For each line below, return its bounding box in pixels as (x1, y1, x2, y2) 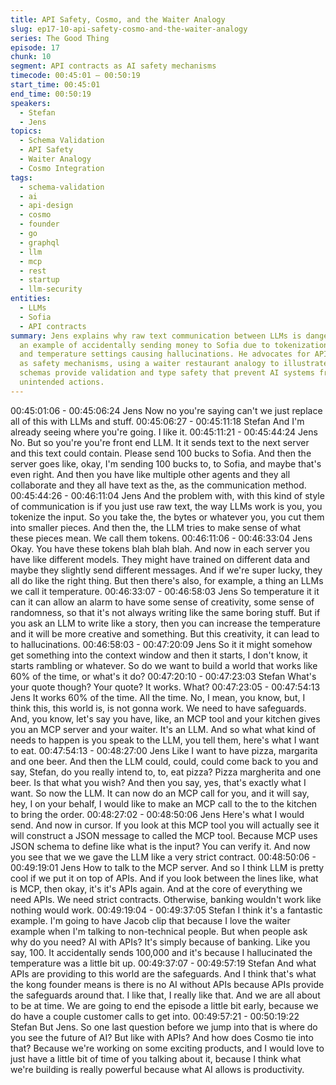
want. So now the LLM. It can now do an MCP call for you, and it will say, (10, 787, 310, 799)
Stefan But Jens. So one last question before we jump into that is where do (10, 1021, 318, 1033)
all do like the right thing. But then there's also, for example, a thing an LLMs (10, 574, 324, 586)
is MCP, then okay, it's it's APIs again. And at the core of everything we (10, 882, 303, 895)
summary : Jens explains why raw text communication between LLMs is (10, 331, 302, 341)
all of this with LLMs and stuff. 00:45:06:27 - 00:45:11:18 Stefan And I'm (10, 415, 305, 427)
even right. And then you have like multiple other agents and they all (10, 468, 291, 480)
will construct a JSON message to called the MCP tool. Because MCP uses (10, 829, 318, 841)
